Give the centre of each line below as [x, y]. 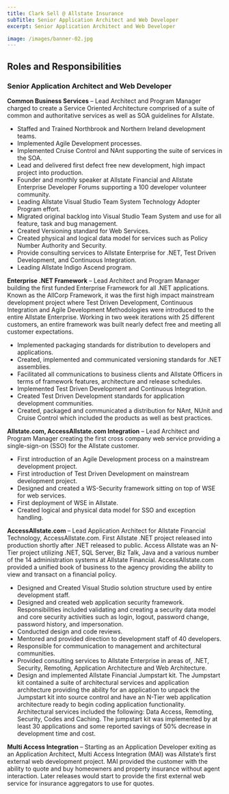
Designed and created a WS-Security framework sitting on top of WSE [116, 488]
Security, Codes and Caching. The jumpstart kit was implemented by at [117, 719]
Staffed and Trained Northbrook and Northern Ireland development [111, 128]
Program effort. [39, 209]
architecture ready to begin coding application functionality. [101, 704]
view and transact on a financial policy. [62, 574]
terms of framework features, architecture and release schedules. [110, 381]
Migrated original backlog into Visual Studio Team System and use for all [119, 216]
